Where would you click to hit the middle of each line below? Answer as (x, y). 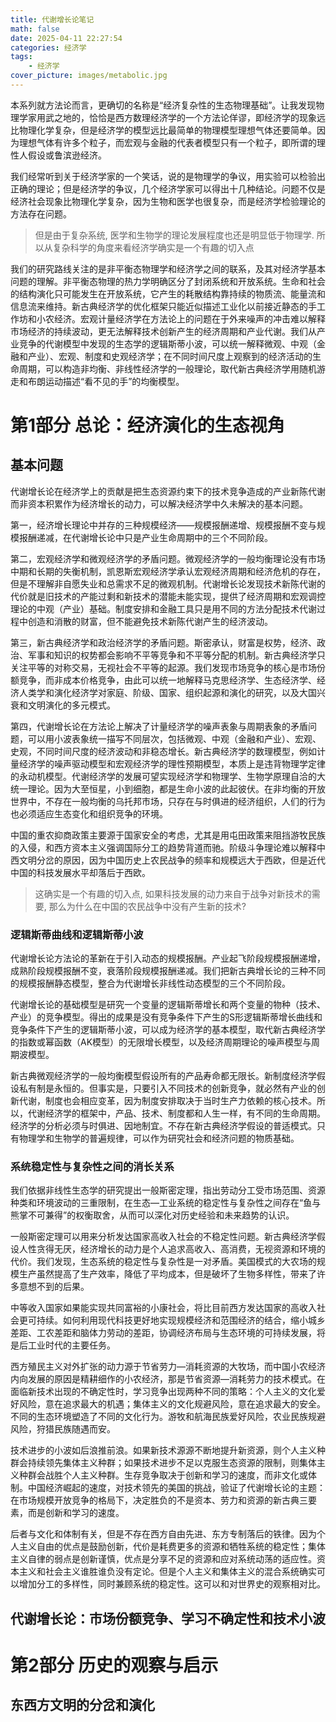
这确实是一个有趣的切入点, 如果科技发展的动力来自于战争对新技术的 (173, 893)
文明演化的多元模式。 (71, 705)
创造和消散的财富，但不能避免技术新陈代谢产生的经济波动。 (150, 621)
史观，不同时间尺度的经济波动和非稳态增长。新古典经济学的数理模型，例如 (163, 751)
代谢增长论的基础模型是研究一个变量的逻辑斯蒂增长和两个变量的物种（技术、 (168, 1005)
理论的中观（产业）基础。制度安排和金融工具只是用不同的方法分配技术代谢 (163, 608)
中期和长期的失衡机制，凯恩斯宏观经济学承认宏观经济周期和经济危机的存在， (168, 571)
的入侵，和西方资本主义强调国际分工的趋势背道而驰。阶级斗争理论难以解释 (163, 847)
